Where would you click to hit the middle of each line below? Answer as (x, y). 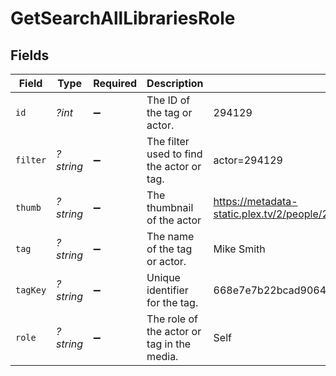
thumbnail (170, 207)
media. (162, 356)
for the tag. (172, 302)
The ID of (168, 100)
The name (170, 236)
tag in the (169, 344)
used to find (174, 154)
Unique (163, 277)
